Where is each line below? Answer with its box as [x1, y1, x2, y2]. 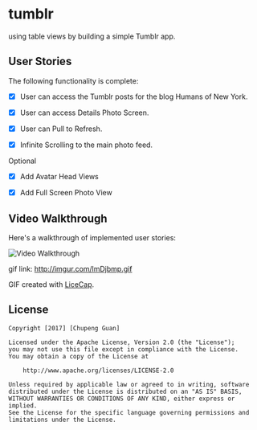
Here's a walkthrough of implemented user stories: [8, 232, 177, 242]
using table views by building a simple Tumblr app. [8, 31, 176, 41]
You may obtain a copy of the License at [8, 352, 149, 360]
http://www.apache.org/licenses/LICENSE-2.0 [22, 367, 174, 375]
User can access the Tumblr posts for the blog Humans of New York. [19, 92, 248, 101]
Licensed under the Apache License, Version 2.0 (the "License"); [8, 338, 235, 346]
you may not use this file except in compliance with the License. [8, 345, 239, 354]
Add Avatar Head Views [19, 172, 99, 181]
